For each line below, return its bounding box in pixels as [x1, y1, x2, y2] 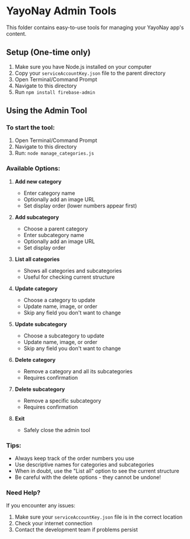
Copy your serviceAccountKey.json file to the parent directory [14, 70, 166, 77]
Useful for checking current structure [23, 273, 115, 280]
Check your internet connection [14, 520, 93, 527]
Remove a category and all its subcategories [23, 367, 132, 375]
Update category [14, 285, 58, 292]
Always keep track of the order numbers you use [14, 455, 135, 462]
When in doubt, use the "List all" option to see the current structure [14, 468, 180, 475]
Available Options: [6, 165, 61, 173]
